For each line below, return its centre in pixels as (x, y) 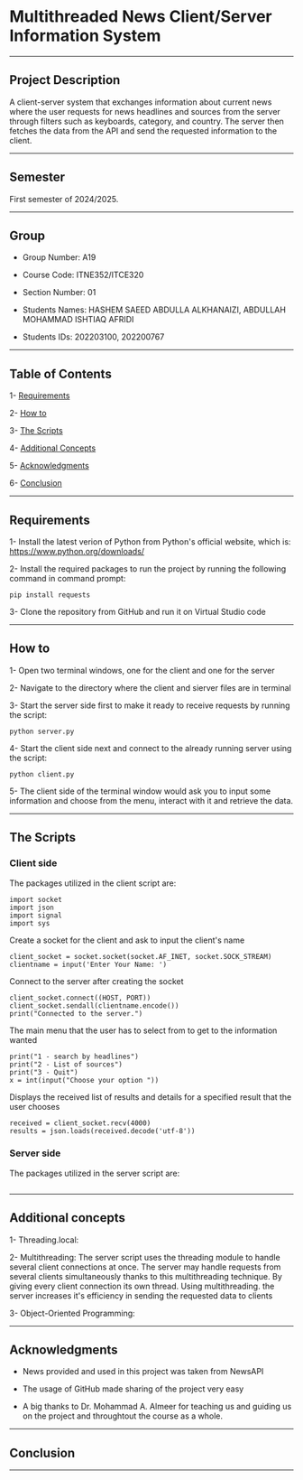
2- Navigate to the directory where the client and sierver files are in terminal (150, 687)
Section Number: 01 (59, 293)
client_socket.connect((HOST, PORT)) (80, 998)
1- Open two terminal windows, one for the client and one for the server (142, 670)
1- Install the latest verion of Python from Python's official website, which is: (150, 542)
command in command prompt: (68, 578)
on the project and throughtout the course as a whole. (123, 1416)
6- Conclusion (36, 483)
